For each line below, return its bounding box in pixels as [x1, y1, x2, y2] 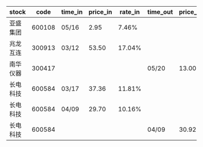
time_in [61, 8, 83, 16]
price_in [88, 8, 113, 16]
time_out [147, 8, 173, 16]
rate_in [120, 8, 140, 16]
